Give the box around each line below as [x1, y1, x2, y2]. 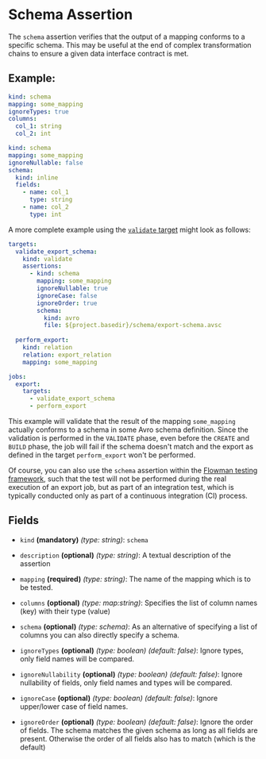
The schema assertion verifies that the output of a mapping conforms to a [8, 32, 245, 41]
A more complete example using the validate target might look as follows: [8, 225, 252, 234]
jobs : [8, 372, 26, 380]
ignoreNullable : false [8, 159, 83, 167]
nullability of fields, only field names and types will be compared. [19, 677, 233, 688]
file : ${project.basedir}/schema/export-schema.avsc [43, 322, 222, 329]
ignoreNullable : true [37, 284, 109, 292]
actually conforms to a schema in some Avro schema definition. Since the [8, 425, 249, 434]
